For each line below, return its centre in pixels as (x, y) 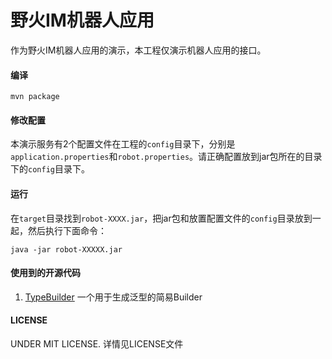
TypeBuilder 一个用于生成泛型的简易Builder (113, 297)
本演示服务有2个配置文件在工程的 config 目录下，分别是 (123, 144)
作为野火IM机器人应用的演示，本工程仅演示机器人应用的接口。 (138, 50)
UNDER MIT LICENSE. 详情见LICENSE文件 (97, 343)
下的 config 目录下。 (50, 169)
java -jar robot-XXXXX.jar (66, 249)
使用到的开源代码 (45, 273)
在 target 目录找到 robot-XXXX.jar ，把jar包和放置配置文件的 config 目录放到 (161, 218)
